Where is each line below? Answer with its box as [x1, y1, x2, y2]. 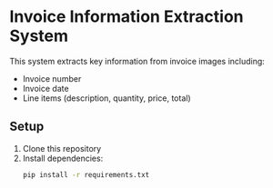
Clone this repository [22, 143, 102, 153]
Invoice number [22, 73, 82, 84]
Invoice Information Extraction [9, 6, 244, 27]
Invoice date [22, 83, 70, 94]
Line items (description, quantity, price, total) [22, 93, 191, 104]
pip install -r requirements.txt [22, 170, 150, 179]
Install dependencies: [22, 153, 104, 163]
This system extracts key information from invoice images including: [9, 55, 266, 66]
